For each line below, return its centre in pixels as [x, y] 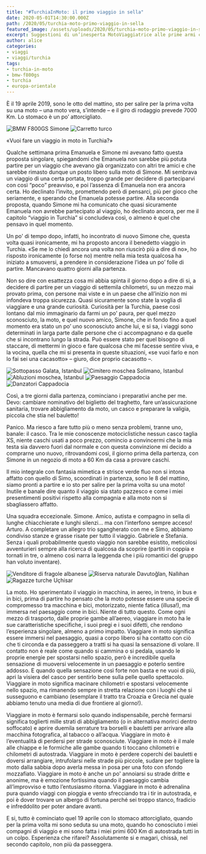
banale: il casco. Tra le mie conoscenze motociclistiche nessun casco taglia [102, 434]
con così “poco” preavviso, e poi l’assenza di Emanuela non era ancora [96, 185]
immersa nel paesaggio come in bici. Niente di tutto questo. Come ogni [96, 612]
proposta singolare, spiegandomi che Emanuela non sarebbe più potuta [97, 159]
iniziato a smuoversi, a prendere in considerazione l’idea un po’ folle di [95, 262]
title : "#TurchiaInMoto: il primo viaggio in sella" [75, 12]
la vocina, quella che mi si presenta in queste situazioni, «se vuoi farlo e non [102, 352]
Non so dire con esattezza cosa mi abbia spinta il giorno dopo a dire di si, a [101, 281]
